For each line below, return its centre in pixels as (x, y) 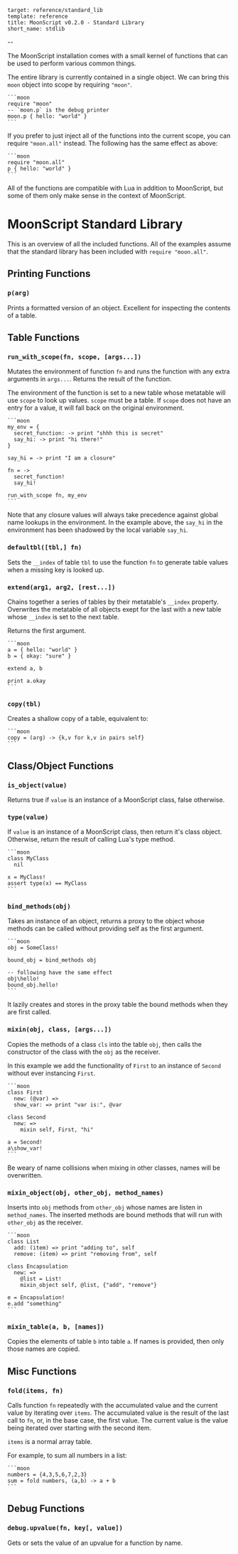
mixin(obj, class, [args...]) (60, 1029)
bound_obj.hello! (33, 985)
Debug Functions (46, 1509)
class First (25, 1092)
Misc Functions (42, 1371)
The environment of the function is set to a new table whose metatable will (117, 393)
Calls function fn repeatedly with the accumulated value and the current (113, 1406)
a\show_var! (25, 1148)
